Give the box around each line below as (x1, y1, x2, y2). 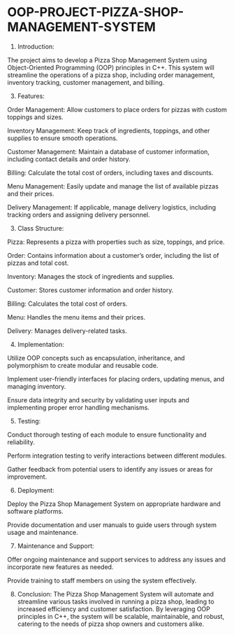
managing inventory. (7, 382, 66, 390)
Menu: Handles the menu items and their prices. (7, 313, 145, 321)
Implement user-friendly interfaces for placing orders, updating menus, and (7, 374, 225, 383)
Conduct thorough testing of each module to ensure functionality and (7, 430, 207, 439)
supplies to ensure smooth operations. (7, 134, 118, 142)
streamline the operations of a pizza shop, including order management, (7, 71, 215, 79)
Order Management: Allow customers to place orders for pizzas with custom (7, 105, 227, 114)
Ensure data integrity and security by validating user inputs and (7, 395, 190, 404)
